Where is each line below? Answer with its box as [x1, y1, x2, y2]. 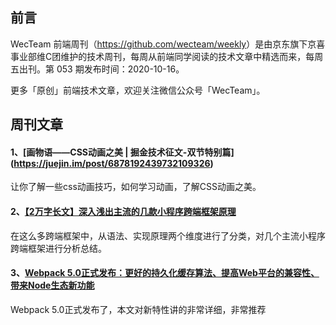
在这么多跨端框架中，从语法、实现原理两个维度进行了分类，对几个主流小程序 [10, 229, 326, 242]
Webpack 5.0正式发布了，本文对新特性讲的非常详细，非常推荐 [10, 303, 267, 315]
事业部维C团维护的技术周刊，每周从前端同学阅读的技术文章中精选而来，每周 [10, 50, 324, 62]
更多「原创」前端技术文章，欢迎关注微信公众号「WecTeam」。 [10, 84, 266, 96]
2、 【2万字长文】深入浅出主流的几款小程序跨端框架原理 [10, 206, 237, 217]
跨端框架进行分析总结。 [10, 242, 107, 254]
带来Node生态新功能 [10, 279, 95, 292]
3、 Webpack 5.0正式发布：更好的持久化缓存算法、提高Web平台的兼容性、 [10, 267, 320, 279]
